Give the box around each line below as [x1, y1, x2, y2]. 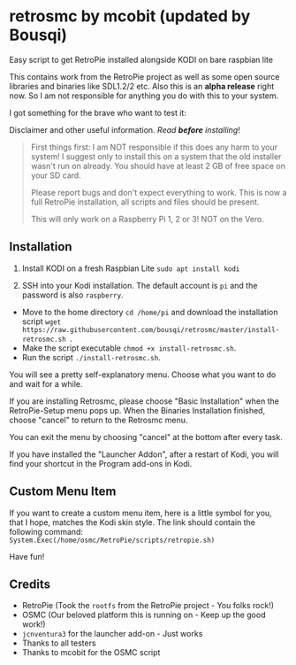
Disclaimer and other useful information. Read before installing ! [9, 124, 240, 135]
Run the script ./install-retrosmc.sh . [21, 352, 161, 362]
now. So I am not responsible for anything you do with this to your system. [9, 90, 279, 101]
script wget [21, 316, 62, 327]
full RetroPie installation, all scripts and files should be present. [30, 197, 260, 207]
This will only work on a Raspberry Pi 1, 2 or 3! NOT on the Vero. [30, 213, 265, 224]
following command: [9, 526, 84, 537]
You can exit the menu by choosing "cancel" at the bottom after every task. [9, 431, 283, 442]
